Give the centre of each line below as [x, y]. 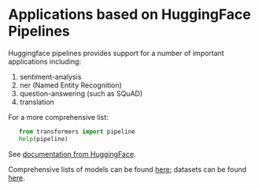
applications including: [44, 61]
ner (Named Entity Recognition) [70, 85]
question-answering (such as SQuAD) [81, 93]
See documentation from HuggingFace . [72, 154]
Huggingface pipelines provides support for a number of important [116, 53]
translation [37, 102]
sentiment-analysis [50, 76]
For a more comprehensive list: [58, 117]
